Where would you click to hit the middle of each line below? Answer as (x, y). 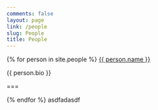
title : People (27, 40)
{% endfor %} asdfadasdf (44, 100)
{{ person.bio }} (29, 73)
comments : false (30, 14)
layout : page (25, 20)
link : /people (27, 26)
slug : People (25, 33)
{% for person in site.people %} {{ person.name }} (79, 59)
